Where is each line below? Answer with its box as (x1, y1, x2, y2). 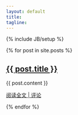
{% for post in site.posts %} (6, 47, 73, 54)
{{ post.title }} (6, 64, 58, 74)
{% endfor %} (6, 103, 40, 110)
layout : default (6, 8, 45, 15)
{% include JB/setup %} (6, 36, 64, 43)
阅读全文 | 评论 (6, 92, 42, 99)
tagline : (6, 19, 27, 25)
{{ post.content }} (6, 80, 48, 87)
